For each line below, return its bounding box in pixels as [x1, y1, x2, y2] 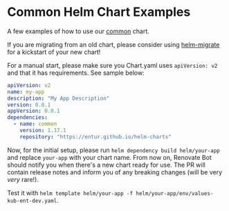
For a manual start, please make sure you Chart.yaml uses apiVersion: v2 [7, 61, 218, 69]
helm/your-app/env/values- [136, 190, 214, 197]
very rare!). [7, 175, 39, 183]
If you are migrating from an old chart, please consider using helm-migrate [7, 40, 220, 48]
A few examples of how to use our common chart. [7, 27, 150, 35]
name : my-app [7, 88, 45, 95]
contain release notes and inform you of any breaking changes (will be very [7, 167, 223, 176]
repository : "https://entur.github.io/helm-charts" [19, 133, 172, 140]
